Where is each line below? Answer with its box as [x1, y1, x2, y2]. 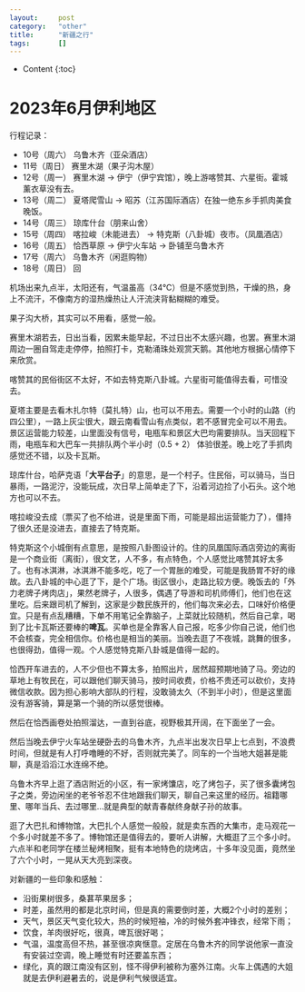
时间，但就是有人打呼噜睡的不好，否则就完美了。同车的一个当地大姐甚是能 [9, 748, 288, 759]
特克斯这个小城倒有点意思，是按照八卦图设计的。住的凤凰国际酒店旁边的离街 [9, 542, 296, 553]
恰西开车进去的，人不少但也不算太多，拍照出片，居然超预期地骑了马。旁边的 [9, 664, 296, 675]
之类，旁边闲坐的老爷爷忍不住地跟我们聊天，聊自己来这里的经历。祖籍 [16, 789, 280, 800]
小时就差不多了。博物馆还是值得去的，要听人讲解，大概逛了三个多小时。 [25, 832, 296, 843]
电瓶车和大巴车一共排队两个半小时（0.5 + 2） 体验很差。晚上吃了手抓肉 [25, 439, 293, 450]
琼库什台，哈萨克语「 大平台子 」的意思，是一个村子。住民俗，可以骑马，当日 [9, 470, 296, 481]
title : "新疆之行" [9, 30, 93, 39]
